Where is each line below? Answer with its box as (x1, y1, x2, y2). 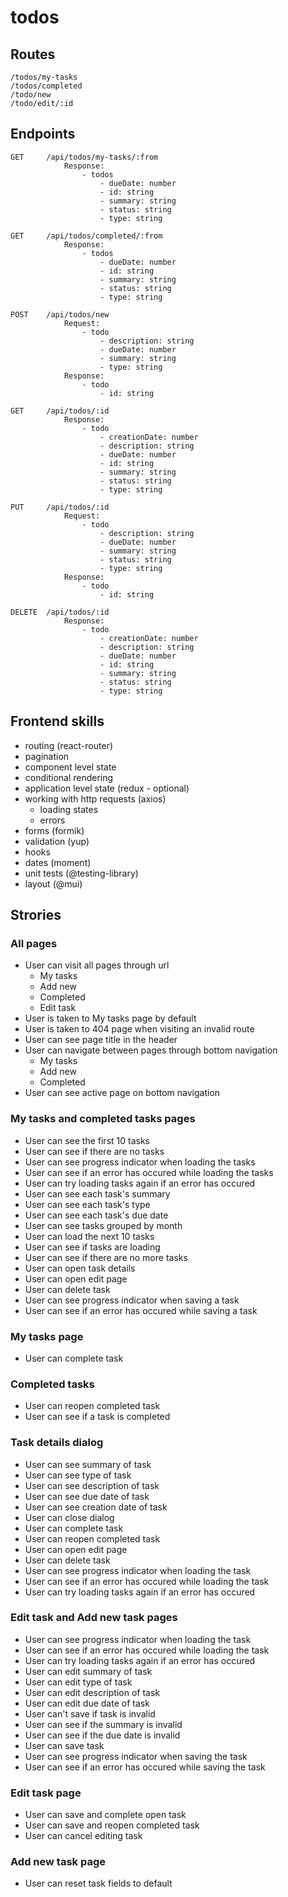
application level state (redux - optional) (24, 782, 190, 794)
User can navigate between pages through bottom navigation (24, 1044, 278, 1056)
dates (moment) (24, 856, 92, 868)
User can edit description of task (24, 1686, 160, 1698)
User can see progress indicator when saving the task (24, 1750, 248, 1762)
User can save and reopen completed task (24, 1819, 200, 1831)
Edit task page (10, 1786, 82, 1800)
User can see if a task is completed (24, 1411, 171, 1423)
